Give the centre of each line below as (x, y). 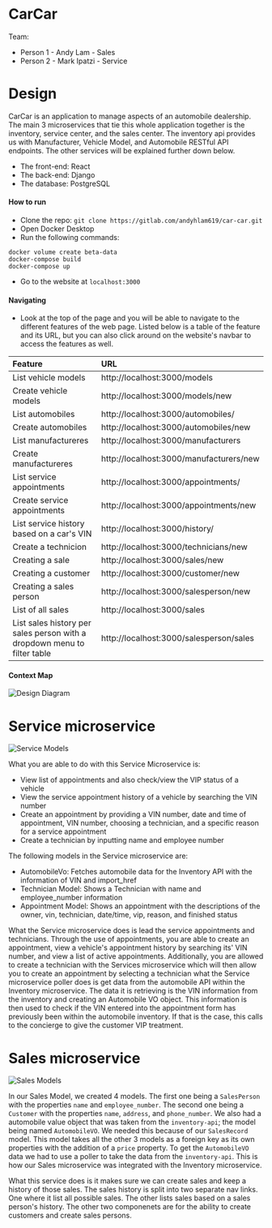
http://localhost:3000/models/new (166, 396)
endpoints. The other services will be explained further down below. (122, 150)
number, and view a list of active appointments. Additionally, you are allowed (136, 956)
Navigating (28, 300)
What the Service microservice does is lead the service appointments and (132, 930)
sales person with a (49, 633)
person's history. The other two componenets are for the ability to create (130, 1207)
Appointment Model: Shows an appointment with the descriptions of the (140, 906)
